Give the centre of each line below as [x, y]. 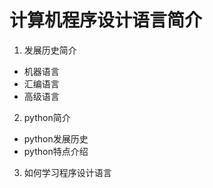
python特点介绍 [56, 151]
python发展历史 [56, 138]
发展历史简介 [50, 50]
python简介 [47, 117]
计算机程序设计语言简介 [106, 20]
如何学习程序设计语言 [67, 172]
